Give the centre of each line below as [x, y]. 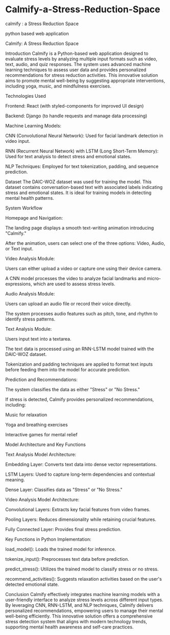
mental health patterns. [30, 198]
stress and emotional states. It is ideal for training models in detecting [78, 193]
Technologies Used [26, 96]
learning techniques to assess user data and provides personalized [76, 70]
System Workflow [24, 208]
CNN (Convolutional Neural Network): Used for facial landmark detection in [84, 135]
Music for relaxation [26, 415]
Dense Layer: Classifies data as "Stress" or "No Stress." [64, 490]
